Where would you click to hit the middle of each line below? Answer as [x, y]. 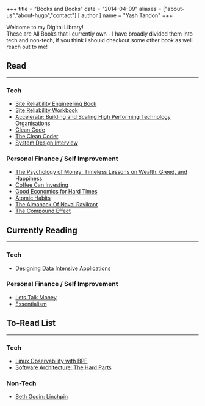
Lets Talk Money [36, 297]
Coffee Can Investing [42, 185]
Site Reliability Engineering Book [56, 104]
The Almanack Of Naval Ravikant [56, 205]
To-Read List [31, 323]
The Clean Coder [37, 137]
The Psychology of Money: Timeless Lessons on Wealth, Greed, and [101, 172]
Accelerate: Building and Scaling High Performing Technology [93, 117]
